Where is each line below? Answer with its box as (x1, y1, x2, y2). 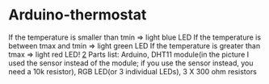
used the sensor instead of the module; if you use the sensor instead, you (8, 58, 254, 68)
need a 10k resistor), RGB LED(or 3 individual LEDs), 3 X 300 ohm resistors (8, 66, 257, 76)
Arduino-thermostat (8, 6, 147, 24)
